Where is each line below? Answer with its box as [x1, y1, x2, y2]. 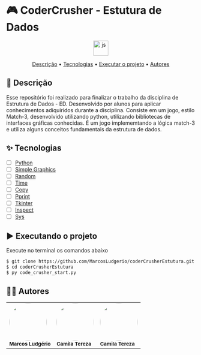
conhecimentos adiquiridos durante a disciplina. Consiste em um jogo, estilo [6, 106, 195, 113]
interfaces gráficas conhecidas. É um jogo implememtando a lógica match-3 [6, 119, 195, 127]
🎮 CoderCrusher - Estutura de [6, 4, 162, 17]
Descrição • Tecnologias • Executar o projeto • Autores [32, 60, 170, 68]
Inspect [14, 206, 34, 213]
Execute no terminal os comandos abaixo [6, 246, 108, 254]
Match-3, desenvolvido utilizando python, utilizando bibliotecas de [6, 113, 171, 120]
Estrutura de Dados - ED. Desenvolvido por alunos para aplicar [6, 100, 161, 107]
